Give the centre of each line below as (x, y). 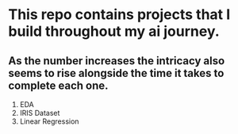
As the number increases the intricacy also (117, 61)
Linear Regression (49, 121)
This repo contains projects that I (119, 15)
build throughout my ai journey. (114, 31)
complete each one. (58, 85)
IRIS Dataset (40, 113)
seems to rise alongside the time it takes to (116, 73)
